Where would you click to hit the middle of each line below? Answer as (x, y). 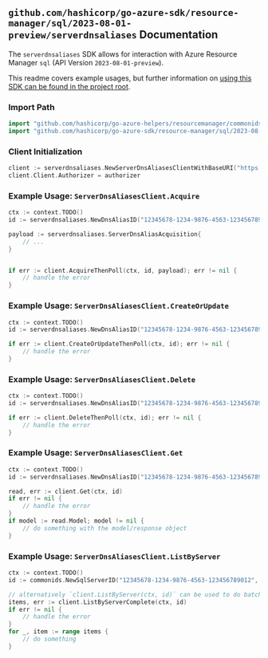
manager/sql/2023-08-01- (70, 24)
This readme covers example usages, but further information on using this (130, 78)
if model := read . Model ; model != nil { (77, 521)
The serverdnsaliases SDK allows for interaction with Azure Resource (123, 54)
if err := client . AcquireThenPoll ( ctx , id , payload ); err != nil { (123, 270)
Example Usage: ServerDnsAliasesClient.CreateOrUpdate (119, 305)
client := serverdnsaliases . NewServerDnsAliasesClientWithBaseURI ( (123, 168)
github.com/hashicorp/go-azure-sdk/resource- (124, 13)
